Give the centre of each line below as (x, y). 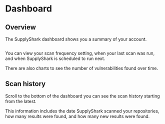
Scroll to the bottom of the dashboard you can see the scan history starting (82, 96)
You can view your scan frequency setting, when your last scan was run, (80, 53)
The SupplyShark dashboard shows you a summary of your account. (76, 39)
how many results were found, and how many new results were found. (77, 116)
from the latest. (21, 101)
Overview (21, 27)
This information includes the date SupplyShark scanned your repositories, (82, 111)
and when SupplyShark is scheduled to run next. (55, 58)
